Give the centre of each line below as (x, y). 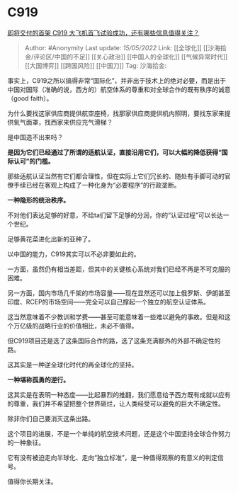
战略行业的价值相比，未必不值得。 (88, 326)
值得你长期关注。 (32, 481)
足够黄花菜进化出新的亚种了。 (51, 239)
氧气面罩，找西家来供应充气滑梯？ (63, 122)
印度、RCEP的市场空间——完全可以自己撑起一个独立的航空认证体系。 (109, 302)
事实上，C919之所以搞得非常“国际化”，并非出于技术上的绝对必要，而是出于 (117, 80)
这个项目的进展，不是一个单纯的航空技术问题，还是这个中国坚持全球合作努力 (119, 433)
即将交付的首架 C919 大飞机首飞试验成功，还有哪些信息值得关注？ (103, 33)
